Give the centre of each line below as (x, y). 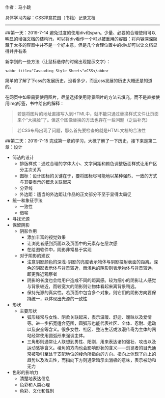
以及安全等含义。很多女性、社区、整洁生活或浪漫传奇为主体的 (89, 329)
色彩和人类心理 (35, 384)
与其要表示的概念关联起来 (45, 182)
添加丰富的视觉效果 (46, 237)
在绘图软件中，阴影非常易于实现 (59, 249)
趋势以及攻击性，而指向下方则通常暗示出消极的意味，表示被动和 (91, 360)
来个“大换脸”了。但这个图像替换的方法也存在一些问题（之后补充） (84, 120)
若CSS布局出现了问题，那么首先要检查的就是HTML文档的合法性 (81, 130)
